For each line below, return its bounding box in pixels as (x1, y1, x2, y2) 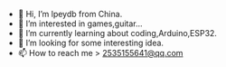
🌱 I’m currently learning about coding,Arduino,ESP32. (17, 28, 217, 38)
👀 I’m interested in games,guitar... (17, 18, 143, 29)
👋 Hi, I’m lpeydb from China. (17, 9, 123, 19)
